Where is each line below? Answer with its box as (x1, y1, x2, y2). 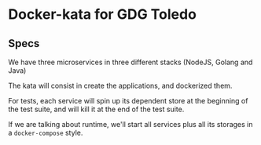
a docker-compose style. (8, 128, 83, 137)
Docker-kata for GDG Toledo (8, 5, 197, 24)
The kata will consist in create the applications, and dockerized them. (8, 81, 233, 90)
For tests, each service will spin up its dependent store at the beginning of (8, 96, 248, 105)
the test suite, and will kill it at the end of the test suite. (8, 104, 185, 114)
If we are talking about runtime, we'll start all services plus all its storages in (8, 120, 253, 129)
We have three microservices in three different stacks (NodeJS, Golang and (8, 57, 253, 67)
